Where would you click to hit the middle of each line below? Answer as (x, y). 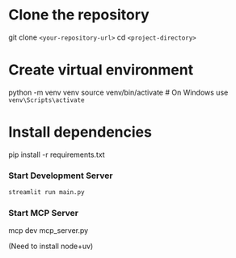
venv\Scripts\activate (46, 100)
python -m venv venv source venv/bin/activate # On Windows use (118, 92)
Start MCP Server (44, 213)
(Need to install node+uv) (51, 246)
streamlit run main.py (46, 192)
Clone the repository (79, 15)
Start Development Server (61, 176)
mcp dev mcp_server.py (48, 231)
